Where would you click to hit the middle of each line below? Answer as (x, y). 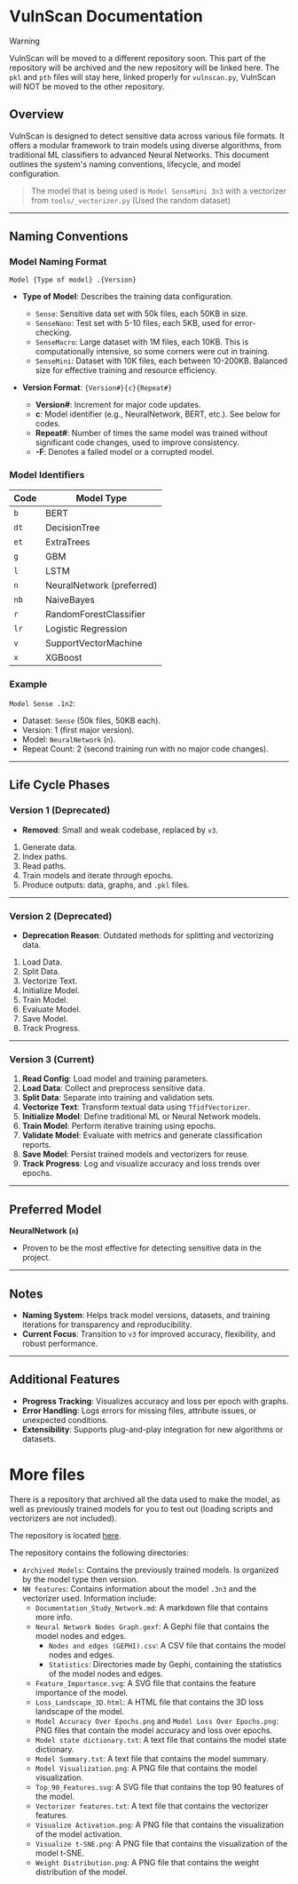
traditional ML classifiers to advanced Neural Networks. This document (139, 155)
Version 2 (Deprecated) (61, 916)
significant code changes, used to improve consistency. (137, 442)
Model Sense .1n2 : (42, 704)
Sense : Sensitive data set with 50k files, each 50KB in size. (141, 314)
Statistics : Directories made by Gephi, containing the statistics (165, 1664)
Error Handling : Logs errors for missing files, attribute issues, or (139, 1411)
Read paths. (44, 866)
